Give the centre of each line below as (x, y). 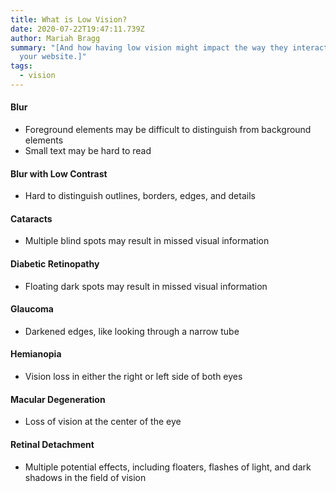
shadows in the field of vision (85, 477)
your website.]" (53, 57)
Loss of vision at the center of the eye (103, 422)
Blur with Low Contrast (59, 173)
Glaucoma (32, 309)
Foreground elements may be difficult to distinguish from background (168, 130)
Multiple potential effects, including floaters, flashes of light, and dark (168, 467)
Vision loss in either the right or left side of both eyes (133, 377)
